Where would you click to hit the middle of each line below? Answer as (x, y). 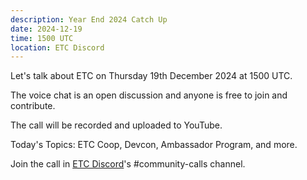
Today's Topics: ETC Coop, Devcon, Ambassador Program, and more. (154, 145)
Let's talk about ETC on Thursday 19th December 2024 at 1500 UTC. (151, 76)
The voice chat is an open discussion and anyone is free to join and (149, 95)
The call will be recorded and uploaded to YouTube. (116, 125)
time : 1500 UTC (42, 38)
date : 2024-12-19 (46, 29)
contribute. (33, 106)
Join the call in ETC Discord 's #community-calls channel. (128, 164)
